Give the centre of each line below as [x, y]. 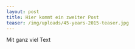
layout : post [23, 12]
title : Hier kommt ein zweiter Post [53, 17]
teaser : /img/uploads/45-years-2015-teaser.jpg [68, 23]
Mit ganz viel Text [28, 40]
